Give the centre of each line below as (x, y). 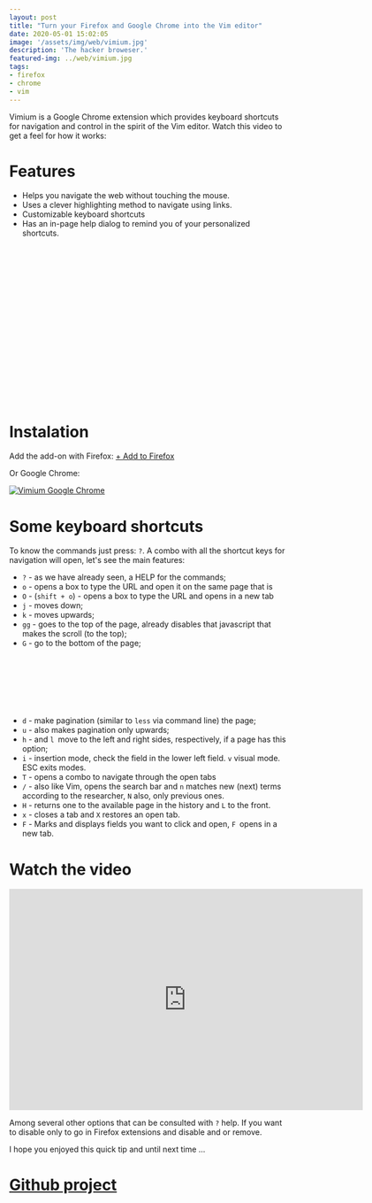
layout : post (33, 17)
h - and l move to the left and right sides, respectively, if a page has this (154, 739)
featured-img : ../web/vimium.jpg (71, 58)
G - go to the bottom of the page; (81, 644)
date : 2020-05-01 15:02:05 (59, 34)
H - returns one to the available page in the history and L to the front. (146, 806)
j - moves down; (53, 605)
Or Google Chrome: (45, 474)
